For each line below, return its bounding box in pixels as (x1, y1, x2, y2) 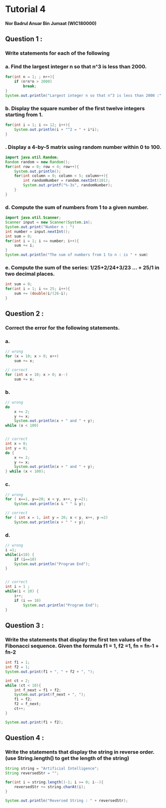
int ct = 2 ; (5, 678, 30, 683)
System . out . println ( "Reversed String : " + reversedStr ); (5, 798, 128, 803)
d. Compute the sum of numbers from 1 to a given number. (5, 204, 149, 211)
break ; (23, 84, 37, 89)
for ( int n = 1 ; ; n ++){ (5, 74, 55, 79)
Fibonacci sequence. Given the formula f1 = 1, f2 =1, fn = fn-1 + (5, 642, 159, 649)
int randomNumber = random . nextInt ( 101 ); (23, 178, 111, 183)
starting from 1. (5, 111, 43, 118)
